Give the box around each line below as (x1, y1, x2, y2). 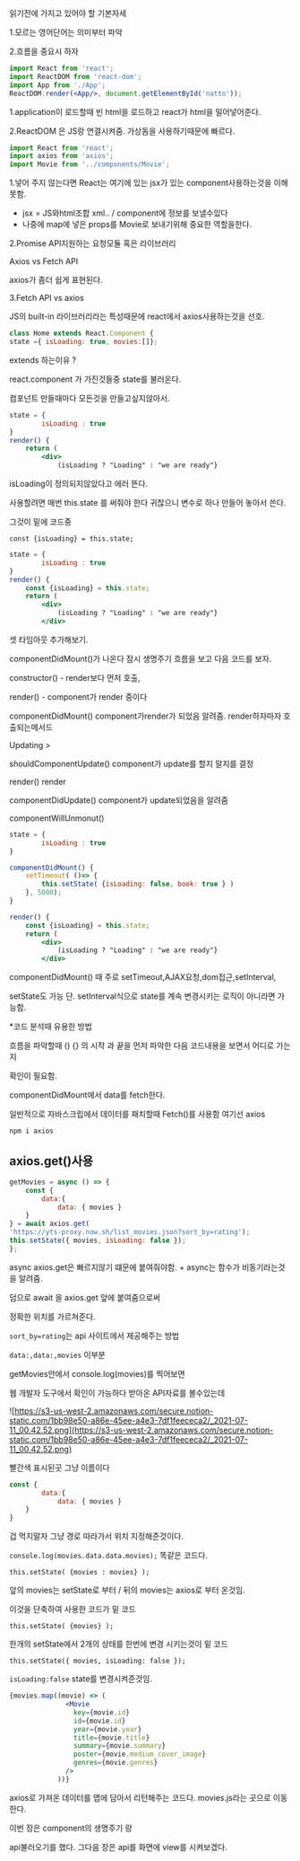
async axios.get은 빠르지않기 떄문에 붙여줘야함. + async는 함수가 (9, 1261, 240, 1273)
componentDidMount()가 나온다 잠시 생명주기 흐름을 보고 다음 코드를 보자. (9, 653, 272, 664)
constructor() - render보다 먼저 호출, (9, 672, 141, 683)
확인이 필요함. (9, 1071, 58, 1081)
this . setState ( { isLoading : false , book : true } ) (41, 879, 235, 889)
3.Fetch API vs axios (9, 293, 85, 304)
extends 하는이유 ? (9, 354, 77, 366)
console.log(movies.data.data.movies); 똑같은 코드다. (9, 1550, 209, 1561)
